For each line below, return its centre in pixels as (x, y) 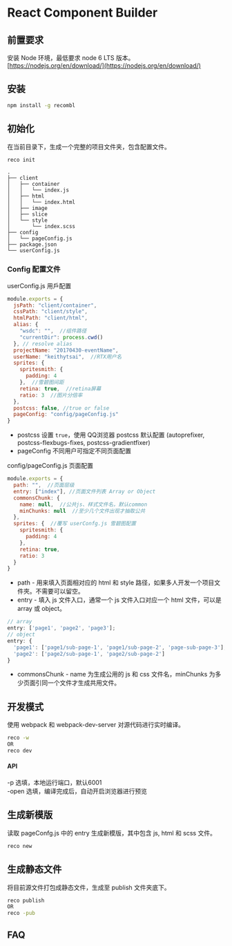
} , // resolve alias (43, 343)
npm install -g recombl (41, 105)
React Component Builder (83, 13)
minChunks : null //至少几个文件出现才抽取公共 (83, 511)
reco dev (20, 750)
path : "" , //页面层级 (44, 485)
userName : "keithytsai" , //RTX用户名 (68, 357)
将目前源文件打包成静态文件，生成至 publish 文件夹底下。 (89, 887)
